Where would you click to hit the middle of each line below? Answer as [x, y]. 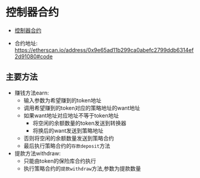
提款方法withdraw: [38, 153]
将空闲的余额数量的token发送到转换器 [79, 123]
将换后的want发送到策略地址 [68, 130]
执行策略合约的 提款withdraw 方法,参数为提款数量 [82, 168]
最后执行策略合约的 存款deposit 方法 [67, 145]
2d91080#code [33, 56]
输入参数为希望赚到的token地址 [62, 100]
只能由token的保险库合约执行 [60, 160]
